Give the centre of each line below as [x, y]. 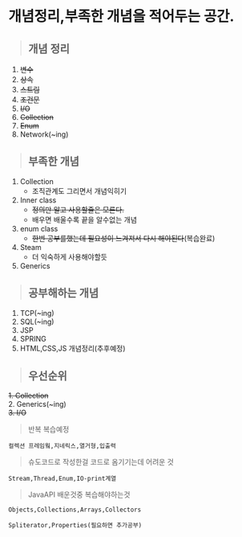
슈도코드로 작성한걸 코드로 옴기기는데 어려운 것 [101, 462]
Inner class [38, 200]
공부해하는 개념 [63, 293]
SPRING [33, 338]
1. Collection [28, 396]
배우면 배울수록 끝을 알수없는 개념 [85, 219]
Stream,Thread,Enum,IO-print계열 [63, 479]
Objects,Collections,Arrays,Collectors [75, 510]
